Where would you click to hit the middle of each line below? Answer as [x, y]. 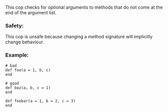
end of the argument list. [31, 13]
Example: [17, 55]
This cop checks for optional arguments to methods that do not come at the [84, 7]
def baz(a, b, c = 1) [28, 88]
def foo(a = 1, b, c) [28, 70]
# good [12, 83]
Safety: [14, 26]
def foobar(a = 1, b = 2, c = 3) [40, 101]
